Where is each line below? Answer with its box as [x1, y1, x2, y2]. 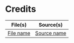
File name [7, 30, 31, 37]
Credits [5, 3, 36, 15]
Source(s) [39, 21, 63, 28]
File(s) [11, 21, 27, 28]
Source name [35, 30, 67, 37]
